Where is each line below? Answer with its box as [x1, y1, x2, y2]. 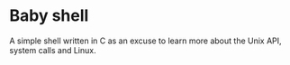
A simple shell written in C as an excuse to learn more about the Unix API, [9, 35, 282, 46]
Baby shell [9, 5, 89, 26]
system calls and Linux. [9, 44, 96, 55]
